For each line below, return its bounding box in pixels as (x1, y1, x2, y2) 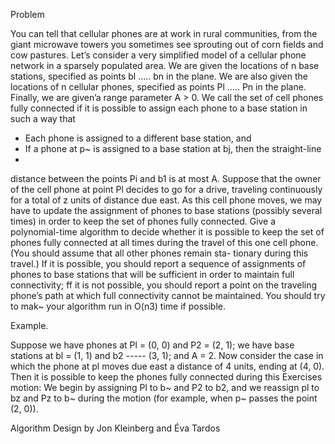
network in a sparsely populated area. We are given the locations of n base (10, 60, 320, 71)
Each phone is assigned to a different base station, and (24, 132, 252, 144)
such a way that (10, 113, 76, 124)
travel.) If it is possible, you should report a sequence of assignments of (10, 258, 307, 269)
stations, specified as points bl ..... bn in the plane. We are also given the (10, 70, 308, 82)
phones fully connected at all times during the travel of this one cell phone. (10, 237, 319, 248)
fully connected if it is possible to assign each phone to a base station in (10, 102, 308, 114)
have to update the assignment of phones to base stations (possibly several (10, 205, 323, 216)
